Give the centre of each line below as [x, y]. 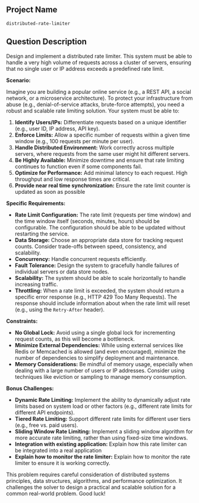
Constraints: [22, 321]
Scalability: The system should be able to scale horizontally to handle [100, 278]
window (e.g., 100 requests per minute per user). [75, 141]
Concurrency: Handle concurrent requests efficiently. [81, 259]
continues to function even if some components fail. [78, 166]
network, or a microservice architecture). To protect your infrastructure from [99, 98]
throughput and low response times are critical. [72, 179]
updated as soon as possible [50, 191]
